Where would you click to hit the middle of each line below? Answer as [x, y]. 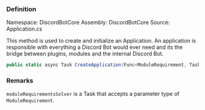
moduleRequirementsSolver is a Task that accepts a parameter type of [93, 94]
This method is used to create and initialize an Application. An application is [101, 41]
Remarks [20, 81]
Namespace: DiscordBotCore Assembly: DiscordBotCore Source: [88, 23]
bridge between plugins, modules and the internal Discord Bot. [85, 54]
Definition [21, 9]
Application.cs [24, 29]
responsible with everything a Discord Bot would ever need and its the [95, 47]
